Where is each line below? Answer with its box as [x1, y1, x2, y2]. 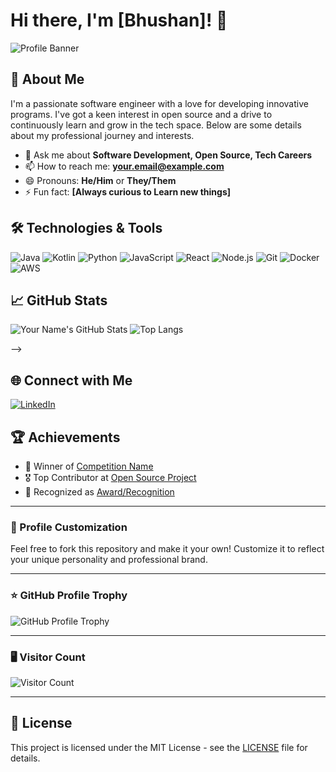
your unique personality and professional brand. [10, 554, 208, 566]
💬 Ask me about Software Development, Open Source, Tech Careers [24, 149, 313, 161]
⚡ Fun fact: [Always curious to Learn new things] [24, 185, 232, 198]
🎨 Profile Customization [10, 520, 128, 534]
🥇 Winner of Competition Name [24, 460, 154, 472]
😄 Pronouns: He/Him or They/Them [24, 174, 177, 186]
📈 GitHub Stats [10, 292, 108, 309]
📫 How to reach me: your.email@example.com [24, 160, 225, 172]
